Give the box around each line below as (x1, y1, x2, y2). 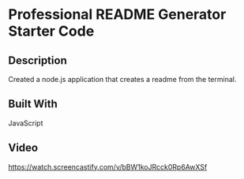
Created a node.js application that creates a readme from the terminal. (8, 75, 237, 84)
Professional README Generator (8, 6, 227, 24)
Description (8, 54, 67, 67)
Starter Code (8, 22, 95, 40)
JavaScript (8, 118, 43, 128)
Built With (8, 97, 58, 111)
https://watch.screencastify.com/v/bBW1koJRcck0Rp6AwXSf (8, 162, 208, 171)
